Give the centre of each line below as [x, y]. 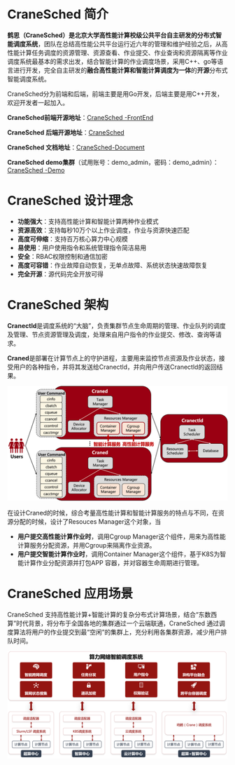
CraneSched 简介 [58, 14]
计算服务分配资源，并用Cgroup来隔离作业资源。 [86, 545]
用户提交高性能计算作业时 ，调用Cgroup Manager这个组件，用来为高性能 [121, 536]
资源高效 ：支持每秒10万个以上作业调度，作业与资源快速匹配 [104, 230]
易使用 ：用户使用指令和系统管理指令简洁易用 [82, 248]
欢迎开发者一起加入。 [38, 102]
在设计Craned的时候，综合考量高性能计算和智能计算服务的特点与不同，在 [113, 513]
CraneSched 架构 [58, 305]
